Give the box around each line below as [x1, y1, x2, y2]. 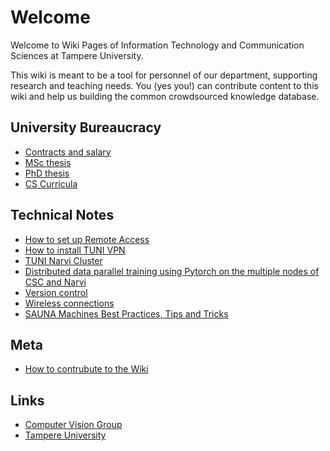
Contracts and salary [24, 146, 112, 158]
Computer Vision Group [24, 419, 123, 431]
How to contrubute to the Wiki [24, 363, 149, 375]
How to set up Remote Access [24, 233, 150, 245]
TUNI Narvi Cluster [24, 254, 103, 266]
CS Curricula [24, 177, 78, 190]
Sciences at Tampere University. [10, 49, 144, 61]
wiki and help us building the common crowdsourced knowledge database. [10, 90, 320, 102]
